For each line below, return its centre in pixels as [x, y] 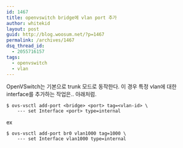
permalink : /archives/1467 [40, 40]
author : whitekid [28, 23]
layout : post [23, 29]
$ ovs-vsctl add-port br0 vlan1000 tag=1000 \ [66, 134]
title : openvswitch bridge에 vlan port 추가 [62, 18]
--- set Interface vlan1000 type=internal [72, 139]
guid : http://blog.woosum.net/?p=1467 [55, 35]
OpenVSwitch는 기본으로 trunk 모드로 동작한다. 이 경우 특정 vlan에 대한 [91, 86]
